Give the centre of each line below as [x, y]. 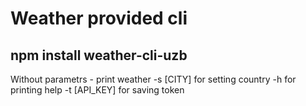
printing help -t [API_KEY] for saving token [97, 90]
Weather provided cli [99, 18]
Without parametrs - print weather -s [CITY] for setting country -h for [153, 79]
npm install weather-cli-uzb [99, 55]
